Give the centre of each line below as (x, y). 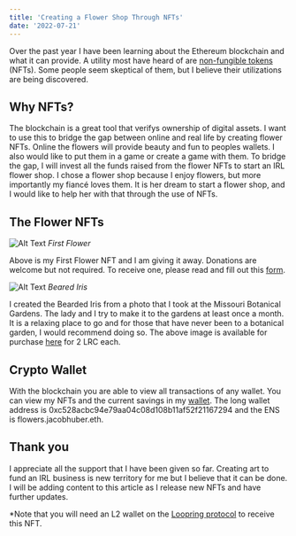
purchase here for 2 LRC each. (65, 342)
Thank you (39, 447)
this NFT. (26, 523)
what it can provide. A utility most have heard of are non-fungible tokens (141, 60)
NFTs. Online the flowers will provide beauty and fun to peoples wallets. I (142, 147)
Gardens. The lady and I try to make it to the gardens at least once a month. (147, 314)
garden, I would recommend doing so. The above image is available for (138, 332)
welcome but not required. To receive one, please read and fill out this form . (147, 270)
